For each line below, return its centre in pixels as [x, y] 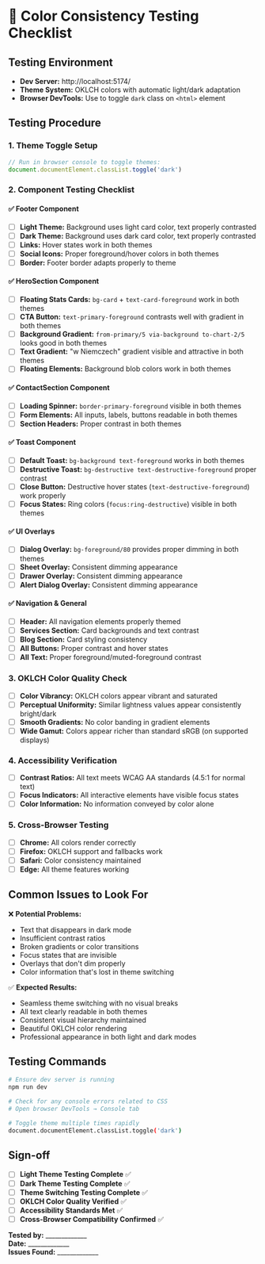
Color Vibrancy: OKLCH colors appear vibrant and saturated [118, 695]
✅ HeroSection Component [54, 282]
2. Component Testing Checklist [72, 190]
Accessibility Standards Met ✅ [71, 1210]
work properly [43, 496]
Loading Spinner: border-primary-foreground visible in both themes [131, 406]
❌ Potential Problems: [45, 914]
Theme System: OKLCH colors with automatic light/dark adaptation [130, 90]
